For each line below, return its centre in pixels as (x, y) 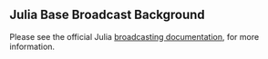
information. (32, 46)
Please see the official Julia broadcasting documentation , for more (134, 36)
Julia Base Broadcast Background (107, 15)
